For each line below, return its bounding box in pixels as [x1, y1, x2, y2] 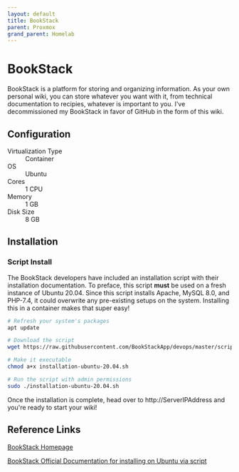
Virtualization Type [7, 147, 63, 155]
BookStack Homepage [7, 443, 73, 451]
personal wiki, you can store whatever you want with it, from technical [7, 92, 213, 101]
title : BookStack [7, 17, 59, 24]
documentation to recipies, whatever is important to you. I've [7, 100, 186, 108]
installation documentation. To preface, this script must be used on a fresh [7, 281, 226, 289]
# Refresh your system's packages [7, 317, 110, 324]
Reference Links [7, 424, 81, 436]
